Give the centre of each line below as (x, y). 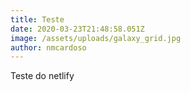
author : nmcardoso (48, 47)
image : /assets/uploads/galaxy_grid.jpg (96, 38)
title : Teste (37, 19)
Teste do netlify (42, 76)
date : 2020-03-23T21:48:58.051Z (77, 29)
